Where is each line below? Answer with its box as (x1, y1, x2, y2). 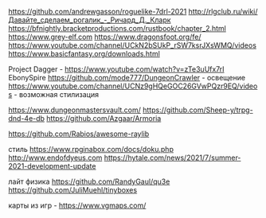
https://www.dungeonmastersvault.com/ (8, 105, 142, 115)
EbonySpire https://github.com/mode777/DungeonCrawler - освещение (8, 73, 245, 82)
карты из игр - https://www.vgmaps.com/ (8, 200, 147, 210)
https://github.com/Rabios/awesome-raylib (8, 129, 150, 138)
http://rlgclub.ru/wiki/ (188, 7, 258, 16)
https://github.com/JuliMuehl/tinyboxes (8, 185, 138, 194)
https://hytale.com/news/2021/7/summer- (104, 153, 241, 162)
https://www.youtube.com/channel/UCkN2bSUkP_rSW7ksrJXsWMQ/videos (8, 41, 257, 50)
